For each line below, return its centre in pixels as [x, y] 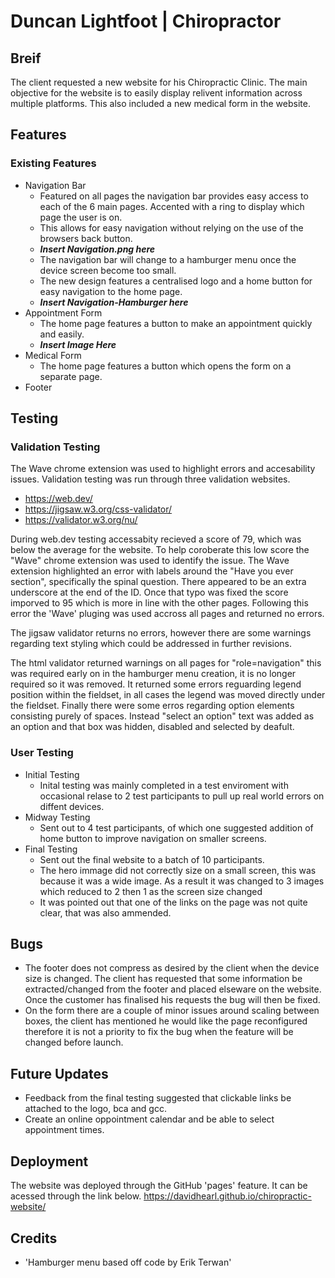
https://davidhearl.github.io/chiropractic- [227, 1196]
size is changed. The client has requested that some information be [163, 979]
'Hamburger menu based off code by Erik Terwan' [128, 1262]
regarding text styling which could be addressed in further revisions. [151, 644]
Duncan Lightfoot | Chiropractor [146, 21]
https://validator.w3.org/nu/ [81, 520]
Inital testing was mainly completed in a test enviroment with [164, 785]
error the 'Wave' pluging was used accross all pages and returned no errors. [167, 614]
